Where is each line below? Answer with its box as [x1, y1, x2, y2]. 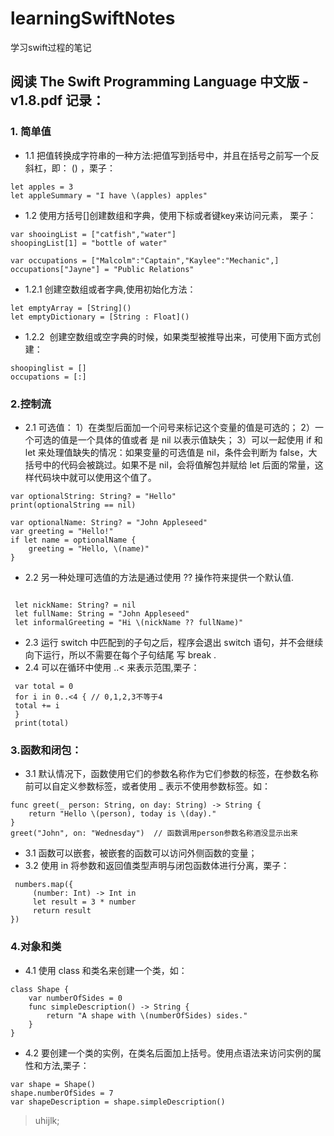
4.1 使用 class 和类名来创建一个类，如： [24, 964, 188, 976]
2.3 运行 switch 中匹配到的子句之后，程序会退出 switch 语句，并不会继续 [24, 636, 324, 648]
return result [32, 906, 92, 916]
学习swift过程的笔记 [10, 41, 92, 53]
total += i [14, 700, 60, 711]
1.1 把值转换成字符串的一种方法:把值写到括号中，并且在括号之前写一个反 [24, 149, 320, 161]
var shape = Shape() [10, 1079, 97, 1089]
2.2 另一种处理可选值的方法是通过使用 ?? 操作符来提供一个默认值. [24, 571, 295, 583]
